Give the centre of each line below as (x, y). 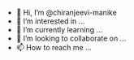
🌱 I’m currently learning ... (59, 30)
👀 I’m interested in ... (50, 21)
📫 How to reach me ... (54, 47)
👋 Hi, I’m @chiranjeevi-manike (67, 13)
